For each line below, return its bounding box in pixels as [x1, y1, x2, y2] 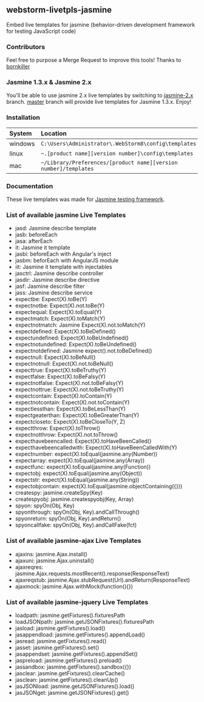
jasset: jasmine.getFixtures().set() [15, 644, 100, 651]
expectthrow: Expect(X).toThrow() [15, 424, 101, 432]
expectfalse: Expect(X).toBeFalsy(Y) [15, 373, 106, 380]
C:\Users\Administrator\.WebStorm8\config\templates [41, 140, 197, 147]
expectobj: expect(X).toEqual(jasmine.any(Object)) [15, 470, 143, 477]
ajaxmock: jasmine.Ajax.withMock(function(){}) [15, 582, 134, 590]
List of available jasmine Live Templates [6, 211, 126, 219]
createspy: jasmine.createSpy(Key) [15, 489, 103, 497]
